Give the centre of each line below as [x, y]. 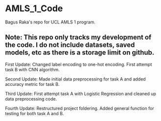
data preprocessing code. [31, 99]
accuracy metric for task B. [32, 84]
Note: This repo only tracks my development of [78, 37]
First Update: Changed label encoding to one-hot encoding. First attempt [79, 64]
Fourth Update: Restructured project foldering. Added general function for [80, 108]
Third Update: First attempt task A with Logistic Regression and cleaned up [81, 94]
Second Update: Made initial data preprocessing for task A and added [75, 79]
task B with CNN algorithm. [32, 69]
